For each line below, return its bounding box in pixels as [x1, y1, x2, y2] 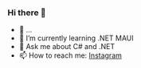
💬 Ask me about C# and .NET [18, 42, 116, 51]
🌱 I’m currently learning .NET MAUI [18, 33, 134, 43]
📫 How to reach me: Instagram [18, 51, 123, 60]
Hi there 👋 [7, 7, 47, 18]
